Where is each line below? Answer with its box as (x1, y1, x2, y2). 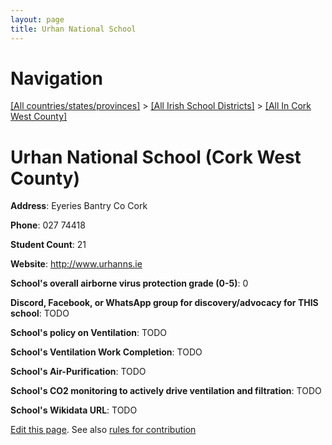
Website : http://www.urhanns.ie (10, 258, 143, 270)
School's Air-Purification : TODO (10, 366, 147, 378)
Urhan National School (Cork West (10, 146, 302, 168)
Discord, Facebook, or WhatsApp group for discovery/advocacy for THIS (10, 297, 319, 309)
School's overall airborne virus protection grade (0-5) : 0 (10, 277, 249, 290)
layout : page (10, 14, 65, 25)
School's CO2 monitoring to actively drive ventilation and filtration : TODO (10, 385, 322, 397)
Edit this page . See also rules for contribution (10, 424, 197, 436)
